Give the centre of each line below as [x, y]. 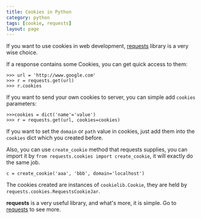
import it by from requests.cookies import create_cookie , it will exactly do [100, 156]
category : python [28, 18]
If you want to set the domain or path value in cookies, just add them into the [100, 132]
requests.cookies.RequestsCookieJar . [53, 191]
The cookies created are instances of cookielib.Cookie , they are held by [97, 185]
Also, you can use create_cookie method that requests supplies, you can [97, 150]
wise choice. [22, 53]
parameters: [21, 104]
